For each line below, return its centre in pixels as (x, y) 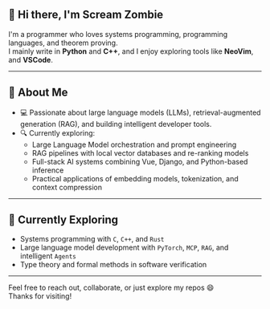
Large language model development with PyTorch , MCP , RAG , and (124, 248)
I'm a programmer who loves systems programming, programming (118, 34)
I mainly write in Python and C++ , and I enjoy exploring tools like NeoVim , (131, 51)
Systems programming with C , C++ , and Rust (92, 239)
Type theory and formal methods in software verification (113, 265)
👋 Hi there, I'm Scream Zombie (86, 15)
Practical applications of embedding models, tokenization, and (135, 178)
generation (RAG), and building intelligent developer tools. (116, 124)
